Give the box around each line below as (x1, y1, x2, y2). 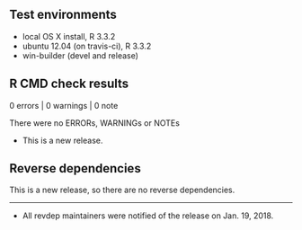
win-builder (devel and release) (22, 49, 139, 61)
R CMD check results (9, 76, 129, 92)
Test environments (9, 7, 117, 22)
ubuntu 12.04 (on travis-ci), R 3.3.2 (22, 40, 152, 51)
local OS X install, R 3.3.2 (22, 31, 116, 41)
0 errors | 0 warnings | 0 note (9, 100, 119, 111)
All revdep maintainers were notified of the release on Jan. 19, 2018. (22, 210, 274, 221)
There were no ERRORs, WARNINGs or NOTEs (9, 117, 180, 128)
